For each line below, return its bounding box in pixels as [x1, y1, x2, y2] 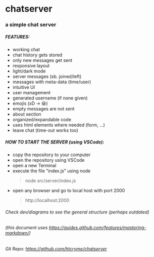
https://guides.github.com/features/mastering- [48, 225, 146, 231]
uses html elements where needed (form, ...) [12, 122, 105, 128]
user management [12, 90, 51, 96]
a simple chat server [5, 21, 57, 28]
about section [12, 111, 41, 117]
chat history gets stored [12, 52, 63, 58]
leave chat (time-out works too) [12, 127, 78, 133]
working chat [12, 47, 40, 53]
